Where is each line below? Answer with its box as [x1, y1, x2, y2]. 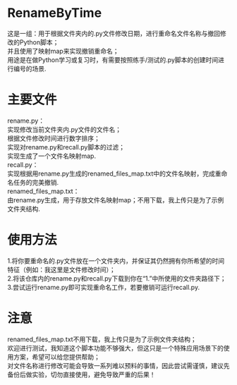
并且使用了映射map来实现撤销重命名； [7, 47, 119, 55]
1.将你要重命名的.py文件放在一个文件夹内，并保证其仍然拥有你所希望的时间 [7, 256, 224, 265]
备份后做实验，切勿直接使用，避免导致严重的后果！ [7, 370, 156, 379]
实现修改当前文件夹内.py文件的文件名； [7, 125, 122, 133]
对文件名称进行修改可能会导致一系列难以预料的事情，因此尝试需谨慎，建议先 [7, 361, 230, 369]
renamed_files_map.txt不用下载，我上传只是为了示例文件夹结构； [7, 335, 197, 343]
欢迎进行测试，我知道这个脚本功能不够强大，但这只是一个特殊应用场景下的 [7, 343, 224, 352]
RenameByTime [7, 5, 102, 21]
